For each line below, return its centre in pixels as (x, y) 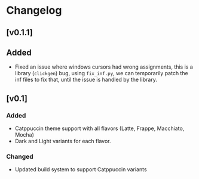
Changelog (34, 10)
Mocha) (25, 135)
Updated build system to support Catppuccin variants (81, 169)
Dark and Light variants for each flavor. (63, 141)
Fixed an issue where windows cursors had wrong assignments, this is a (104, 67)
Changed (20, 157)
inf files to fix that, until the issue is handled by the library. (86, 80)
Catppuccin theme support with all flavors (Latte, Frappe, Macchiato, (99, 128)
